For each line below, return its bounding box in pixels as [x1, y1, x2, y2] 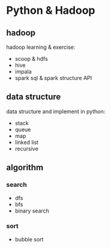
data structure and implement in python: [6, 108, 106, 115]
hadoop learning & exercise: [6, 43, 76, 51]
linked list [14, 138, 39, 146]
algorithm [6, 163, 44, 173]
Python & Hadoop [6, 4, 95, 17]
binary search [14, 207, 50, 214]
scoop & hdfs [14, 55, 48, 62]
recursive [14, 145, 39, 152]
